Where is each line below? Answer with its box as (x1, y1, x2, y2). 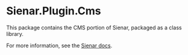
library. (6, 30, 24, 37)
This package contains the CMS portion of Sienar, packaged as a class (6, 24, 182, 31)
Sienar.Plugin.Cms (6, 4, 101, 18)
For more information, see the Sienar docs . (6, 42, 113, 49)
